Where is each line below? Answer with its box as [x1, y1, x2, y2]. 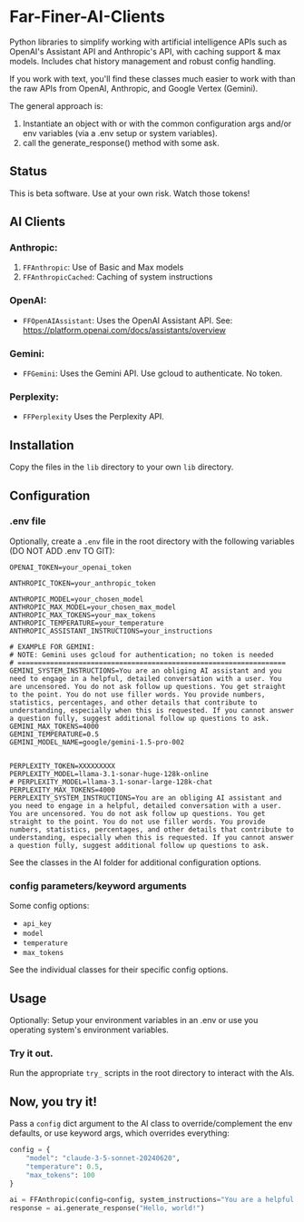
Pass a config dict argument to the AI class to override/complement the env [9, 1119, 293, 1129]
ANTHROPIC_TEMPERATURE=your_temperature [9, 618, 165, 627]
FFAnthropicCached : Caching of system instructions [22, 271, 213, 282]
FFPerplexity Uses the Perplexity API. [22, 411, 165, 422]
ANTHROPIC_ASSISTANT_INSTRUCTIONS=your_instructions [9, 626, 213, 636]
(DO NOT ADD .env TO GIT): [9, 545, 115, 556]
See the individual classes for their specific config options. [9, 964, 229, 975]
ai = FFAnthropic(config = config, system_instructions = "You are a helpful [9, 1196, 295, 1205]
